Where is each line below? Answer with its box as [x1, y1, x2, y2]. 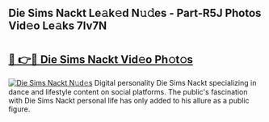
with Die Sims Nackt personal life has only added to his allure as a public [8, 96, 250, 105]
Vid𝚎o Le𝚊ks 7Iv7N [8, 19, 107, 33]
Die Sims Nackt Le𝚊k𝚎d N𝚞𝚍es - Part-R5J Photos [8, 6, 262, 20]
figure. [8, 104, 31, 114]
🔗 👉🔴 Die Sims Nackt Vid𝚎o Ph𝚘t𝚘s [8, 53, 194, 66]
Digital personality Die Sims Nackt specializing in [94, 78, 257, 87]
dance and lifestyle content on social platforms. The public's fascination [8, 87, 248, 96]
